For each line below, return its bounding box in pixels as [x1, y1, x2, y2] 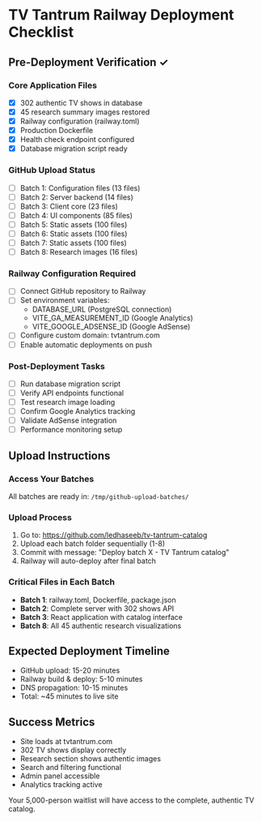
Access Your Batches [8, 473, 95, 484]
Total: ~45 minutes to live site [19, 691, 119, 701]
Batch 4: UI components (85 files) [19, 210, 133, 220]
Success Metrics [8, 715, 95, 729]
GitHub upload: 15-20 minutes [19, 665, 120, 675]
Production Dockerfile [19, 126, 94, 136]
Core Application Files [8, 80, 97, 91]
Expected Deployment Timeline [8, 643, 170, 658]
